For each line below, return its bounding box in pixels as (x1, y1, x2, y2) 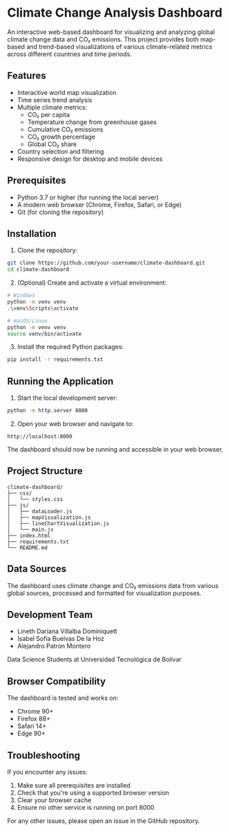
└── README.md (7, 544, 48, 551)
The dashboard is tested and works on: (7, 694, 119, 702)
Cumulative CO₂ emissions (27, 125, 104, 133)
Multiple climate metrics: (17, 103, 88, 112)
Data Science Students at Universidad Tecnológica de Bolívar (7, 655, 182, 664)
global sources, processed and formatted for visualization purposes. (7, 589, 202, 597)
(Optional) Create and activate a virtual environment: (17, 278, 167, 287)
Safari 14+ (17, 722, 47, 730)
